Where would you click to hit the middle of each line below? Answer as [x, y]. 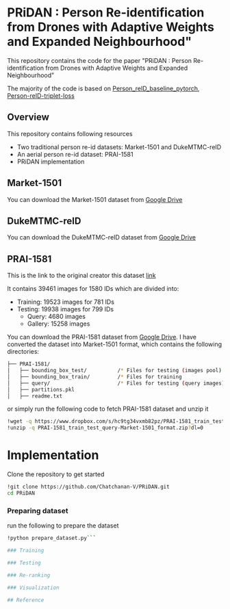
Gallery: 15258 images [59, 324]
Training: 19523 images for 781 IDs [66, 302]
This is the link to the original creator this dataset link [81, 276]
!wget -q [20, 422]
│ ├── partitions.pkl [41, 389]
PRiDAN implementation [51, 161]
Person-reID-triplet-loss [41, 95]
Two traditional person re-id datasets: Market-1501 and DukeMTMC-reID [119, 147]
